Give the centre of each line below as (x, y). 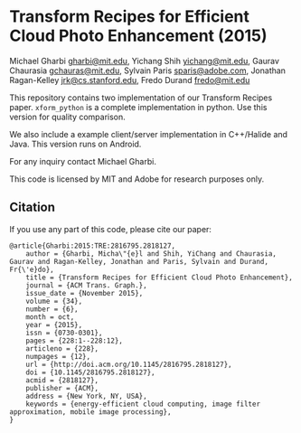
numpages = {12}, (58, 356)
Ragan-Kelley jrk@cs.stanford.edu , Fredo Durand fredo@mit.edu (130, 80)
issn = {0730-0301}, (64, 333)
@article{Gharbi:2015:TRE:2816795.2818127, (93, 246)
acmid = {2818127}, (62, 380)
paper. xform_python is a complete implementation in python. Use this (138, 107)
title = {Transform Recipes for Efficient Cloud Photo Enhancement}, (160, 278)
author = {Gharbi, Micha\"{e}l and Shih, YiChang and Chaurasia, (151, 254)
